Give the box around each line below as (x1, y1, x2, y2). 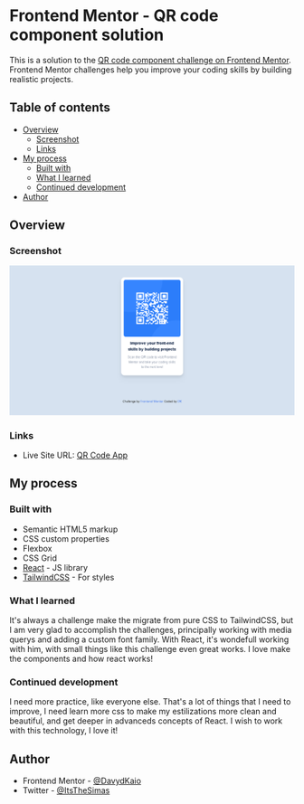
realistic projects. (9, 73, 74, 84)
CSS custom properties (22, 533, 110, 544)
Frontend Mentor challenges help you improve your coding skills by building (9, 64, 292, 75)
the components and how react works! (9, 653, 154, 665)
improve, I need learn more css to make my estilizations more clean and (9, 706, 278, 717)
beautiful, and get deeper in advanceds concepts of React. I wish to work (9, 715, 283, 726)
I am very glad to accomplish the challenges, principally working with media (9, 625, 292, 636)
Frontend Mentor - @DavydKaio (22, 775, 142, 787)
